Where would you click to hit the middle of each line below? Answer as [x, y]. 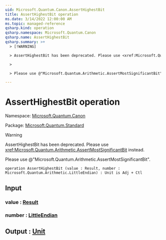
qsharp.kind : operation [30, 28]
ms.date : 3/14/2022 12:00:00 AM [38, 19]
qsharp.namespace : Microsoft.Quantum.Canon [51, 33]
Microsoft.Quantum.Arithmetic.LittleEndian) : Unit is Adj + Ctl [74, 173]
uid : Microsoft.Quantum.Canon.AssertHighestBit [55, 10]
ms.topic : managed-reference [35, 24]
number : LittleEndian [31, 215]
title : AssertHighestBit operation [42, 14]
